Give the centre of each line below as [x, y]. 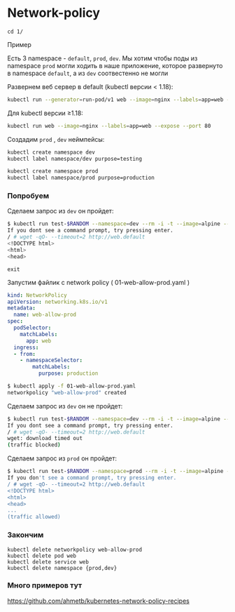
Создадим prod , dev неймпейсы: [56, 139]
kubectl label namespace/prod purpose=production [81, 178]
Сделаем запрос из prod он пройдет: [62, 458]
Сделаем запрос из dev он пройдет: [60, 211]
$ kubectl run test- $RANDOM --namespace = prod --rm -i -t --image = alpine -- [120, 472]
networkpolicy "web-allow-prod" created [67, 392]
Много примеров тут [45, 585]
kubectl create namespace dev [51, 152]
